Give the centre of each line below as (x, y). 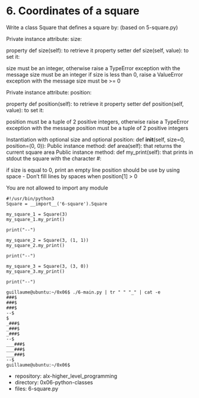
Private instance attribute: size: (44, 39)
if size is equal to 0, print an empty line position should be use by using (93, 170)
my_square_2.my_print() (36, 245)
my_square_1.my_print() (36, 219)
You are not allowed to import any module (57, 188)
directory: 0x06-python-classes (54, 382)
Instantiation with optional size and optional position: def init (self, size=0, (96, 139)
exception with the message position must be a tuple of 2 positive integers (97, 128)
